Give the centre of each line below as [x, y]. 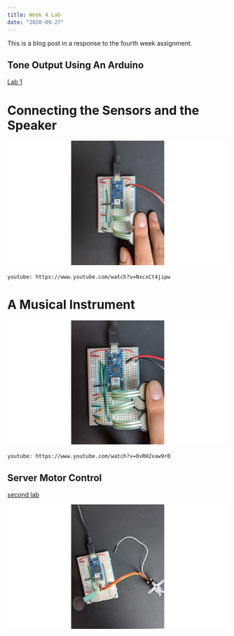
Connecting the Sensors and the [103, 110]
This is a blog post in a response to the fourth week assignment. [100, 43]
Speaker [32, 125]
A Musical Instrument [71, 304]
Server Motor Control [55, 478]
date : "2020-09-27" [36, 22]
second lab [23, 495]
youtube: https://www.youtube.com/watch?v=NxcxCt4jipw [89, 277]
